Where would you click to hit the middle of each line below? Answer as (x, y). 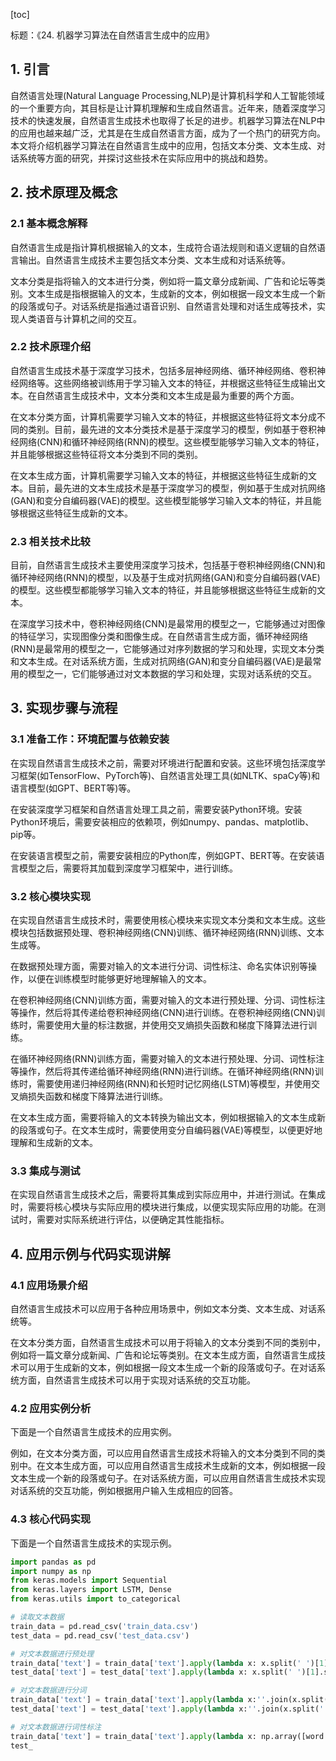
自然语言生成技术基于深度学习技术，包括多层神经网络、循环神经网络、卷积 (163, 370)
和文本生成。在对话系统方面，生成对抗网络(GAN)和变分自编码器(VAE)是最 (161, 661)
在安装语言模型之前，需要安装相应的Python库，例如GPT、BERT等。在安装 (163, 855)
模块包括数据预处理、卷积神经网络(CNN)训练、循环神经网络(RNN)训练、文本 (167, 933)
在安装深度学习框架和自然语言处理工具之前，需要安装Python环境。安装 (156, 809)
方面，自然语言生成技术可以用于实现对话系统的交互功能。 (137, 1380)
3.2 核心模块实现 (51, 896)
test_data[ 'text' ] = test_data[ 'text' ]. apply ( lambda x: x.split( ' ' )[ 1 (162, 1672)
